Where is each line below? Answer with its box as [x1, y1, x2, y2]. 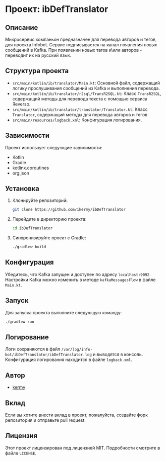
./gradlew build [12, 245, 46, 250]
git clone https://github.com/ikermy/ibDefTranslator [12, 207, 126, 212]
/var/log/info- [61, 347, 93, 352]
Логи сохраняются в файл [5, 346, 60, 352]
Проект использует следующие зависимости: [5, 144, 103, 150]
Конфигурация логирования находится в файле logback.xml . [5, 357, 132, 363]
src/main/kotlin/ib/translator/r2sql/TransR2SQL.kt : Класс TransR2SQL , [12, 91, 162, 96]
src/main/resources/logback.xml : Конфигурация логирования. [12, 117, 142, 123]
